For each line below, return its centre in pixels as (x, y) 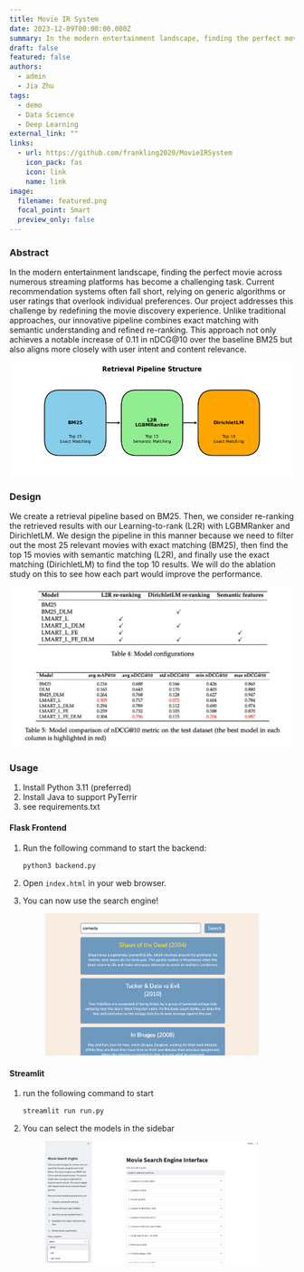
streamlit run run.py (63, 1111)
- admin (32, 77)
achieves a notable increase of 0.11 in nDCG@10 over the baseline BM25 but (151, 340)
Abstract (29, 252)
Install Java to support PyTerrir (80, 797)
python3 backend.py (59, 865)
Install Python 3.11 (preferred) (77, 787)
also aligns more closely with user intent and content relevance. (128, 350)
